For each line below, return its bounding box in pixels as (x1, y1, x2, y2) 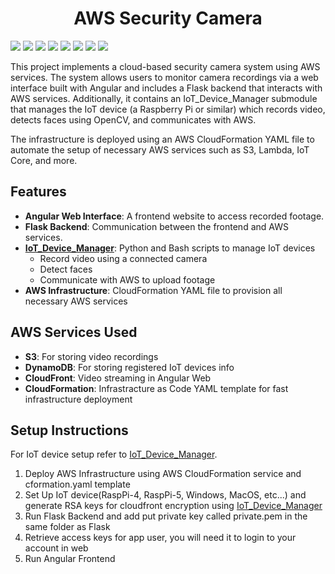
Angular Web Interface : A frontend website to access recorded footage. (24, 210, 325, 222)
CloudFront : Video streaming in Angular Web (24, 372, 212, 384)
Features (10, 183, 67, 201)
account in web (24, 542, 89, 554)
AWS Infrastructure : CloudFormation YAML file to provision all (24, 284, 283, 296)
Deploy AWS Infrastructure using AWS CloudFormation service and (24, 468, 302, 480)
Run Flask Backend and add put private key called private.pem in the (24, 510, 308, 522)
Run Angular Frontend (24, 553, 116, 565)
